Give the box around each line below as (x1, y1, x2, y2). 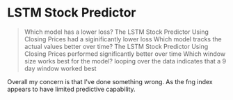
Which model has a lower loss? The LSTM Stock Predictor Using (24, 28, 209, 36)
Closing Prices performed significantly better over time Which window (24, 50, 226, 58)
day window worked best (24, 64, 97, 72)
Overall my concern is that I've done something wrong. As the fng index (7, 77, 214, 86)
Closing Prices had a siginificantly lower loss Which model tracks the (24, 34, 222, 43)
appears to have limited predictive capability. (7, 85, 136, 93)
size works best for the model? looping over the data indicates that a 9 (24, 57, 227, 65)
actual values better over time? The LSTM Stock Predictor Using (24, 42, 209, 50)
